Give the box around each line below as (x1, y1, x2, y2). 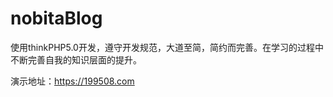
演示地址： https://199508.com (10, 75, 135, 87)
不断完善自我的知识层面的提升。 (10, 53, 142, 66)
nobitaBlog (10, 7, 103, 30)
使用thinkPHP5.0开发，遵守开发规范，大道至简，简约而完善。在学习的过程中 (10, 41, 324, 53)
